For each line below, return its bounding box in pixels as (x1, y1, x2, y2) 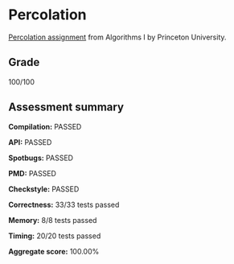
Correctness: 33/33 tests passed (8, 200, 120, 209)
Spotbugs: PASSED (8, 153, 74, 163)
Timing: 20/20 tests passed (8, 231, 101, 241)
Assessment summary (8, 101, 125, 114)
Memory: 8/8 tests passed (8, 215, 97, 225)
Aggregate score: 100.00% (8, 246, 100, 256)
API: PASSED (8, 137, 52, 146)
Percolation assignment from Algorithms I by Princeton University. (8, 32, 227, 42)
